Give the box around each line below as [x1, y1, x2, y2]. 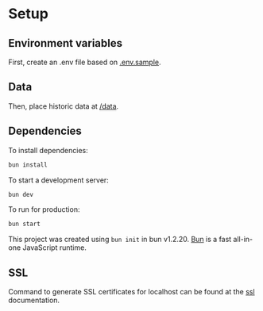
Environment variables [8, 36, 123, 50]
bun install [8, 160, 48, 169]
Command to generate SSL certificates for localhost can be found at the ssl [8, 287, 256, 297]
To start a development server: [8, 175, 109, 185]
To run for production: [8, 205, 80, 214]
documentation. [8, 295, 60, 305]
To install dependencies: [8, 145, 89, 155]
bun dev [8, 190, 34, 198]
